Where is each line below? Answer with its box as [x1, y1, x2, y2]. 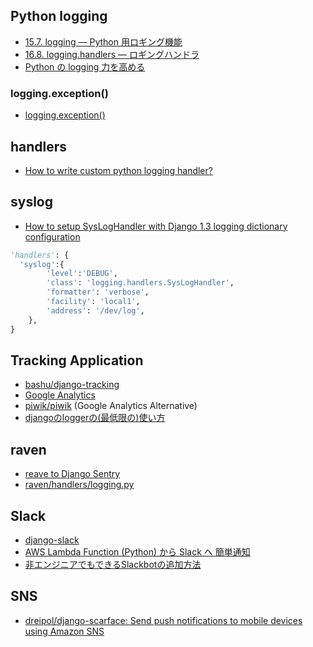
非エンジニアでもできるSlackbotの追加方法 [24, 559, 202, 571]
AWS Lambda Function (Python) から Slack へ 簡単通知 [24, 546, 251, 558]
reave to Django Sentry [24, 468, 121, 480]
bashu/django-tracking [24, 379, 120, 391]
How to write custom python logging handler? [24, 164, 213, 176]
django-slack [24, 534, 80, 546]
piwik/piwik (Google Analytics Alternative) [24, 400, 198, 412]
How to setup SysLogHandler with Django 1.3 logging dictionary [24, 220, 288, 232]
